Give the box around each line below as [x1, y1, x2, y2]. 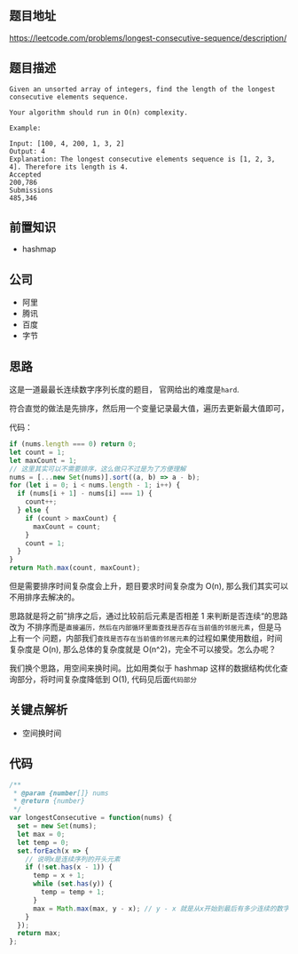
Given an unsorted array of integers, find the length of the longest [9, 84, 276, 93]
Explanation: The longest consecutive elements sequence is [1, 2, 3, [9, 155, 276, 163]
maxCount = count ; [32, 522, 101, 531]
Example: [9, 123, 42, 132]
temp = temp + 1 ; [41, 887, 105, 897]
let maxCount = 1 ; [9, 456, 77, 465]
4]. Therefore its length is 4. [9, 163, 129, 171]
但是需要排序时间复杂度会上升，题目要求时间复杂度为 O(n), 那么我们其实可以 [9, 581, 289, 592]
